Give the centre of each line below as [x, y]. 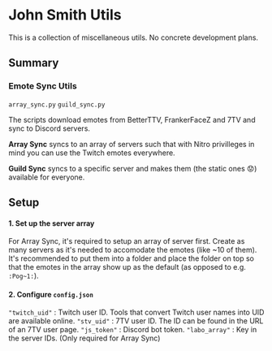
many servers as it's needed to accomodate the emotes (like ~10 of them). [133, 250]
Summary [34, 63]
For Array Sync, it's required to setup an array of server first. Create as [127, 241]
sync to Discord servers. [50, 128]
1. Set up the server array [52, 223]
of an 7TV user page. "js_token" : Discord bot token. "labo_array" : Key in [133, 330]
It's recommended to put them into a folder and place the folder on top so [131, 258]
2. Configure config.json [51, 294]
